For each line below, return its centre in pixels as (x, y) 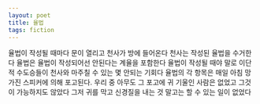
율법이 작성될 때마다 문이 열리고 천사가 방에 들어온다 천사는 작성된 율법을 (119, 53)
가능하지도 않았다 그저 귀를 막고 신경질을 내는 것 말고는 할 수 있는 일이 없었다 (134, 92)
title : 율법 (26, 23)
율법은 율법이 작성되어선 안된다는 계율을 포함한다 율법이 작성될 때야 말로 (127, 63)
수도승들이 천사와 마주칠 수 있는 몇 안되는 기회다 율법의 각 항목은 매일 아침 (130, 73)
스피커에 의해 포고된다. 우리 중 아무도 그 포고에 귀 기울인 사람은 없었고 (130, 82)
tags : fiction (32, 30)
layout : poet (30, 15)
